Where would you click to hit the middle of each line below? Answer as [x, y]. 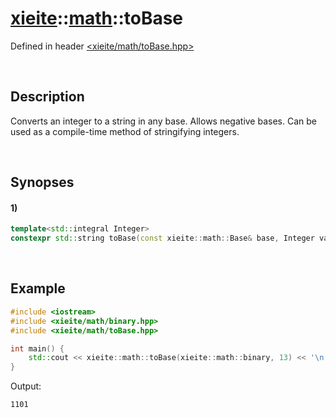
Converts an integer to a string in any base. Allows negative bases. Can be [163, 121]
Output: [26, 386]
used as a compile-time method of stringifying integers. [125, 131]
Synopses [42, 182]
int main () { [37, 348]
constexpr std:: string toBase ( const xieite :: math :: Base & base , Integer [162, 238]
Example [38, 288]
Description [47, 97]
